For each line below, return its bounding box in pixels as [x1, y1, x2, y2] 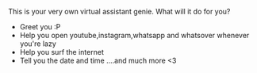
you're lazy [19, 39, 57, 48]
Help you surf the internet [19, 48, 105, 56]
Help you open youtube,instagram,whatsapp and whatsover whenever [19, 31, 250, 40]
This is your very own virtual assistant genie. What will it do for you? [8, 7, 231, 16]
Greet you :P [19, 22, 61, 31]
